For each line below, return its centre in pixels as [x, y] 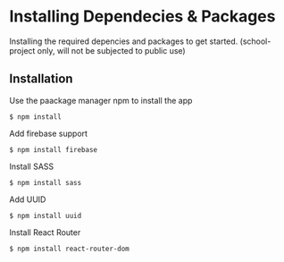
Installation [41, 79]
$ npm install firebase [54, 149]
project [22, 50]
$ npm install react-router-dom [69, 249]
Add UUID [28, 199]
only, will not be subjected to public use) [111, 50]
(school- [255, 41]
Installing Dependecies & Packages [142, 17]
